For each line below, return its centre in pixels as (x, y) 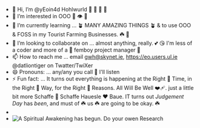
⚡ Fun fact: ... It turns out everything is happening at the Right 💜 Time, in (102, 79)
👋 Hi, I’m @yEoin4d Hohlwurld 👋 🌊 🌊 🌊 (59, 9)
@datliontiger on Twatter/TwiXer (52, 66)
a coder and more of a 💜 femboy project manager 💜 (76, 50)
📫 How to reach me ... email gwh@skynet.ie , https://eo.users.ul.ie (95, 57)
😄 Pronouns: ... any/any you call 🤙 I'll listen (66, 72)
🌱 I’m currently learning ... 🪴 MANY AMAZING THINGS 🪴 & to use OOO (102, 25)
